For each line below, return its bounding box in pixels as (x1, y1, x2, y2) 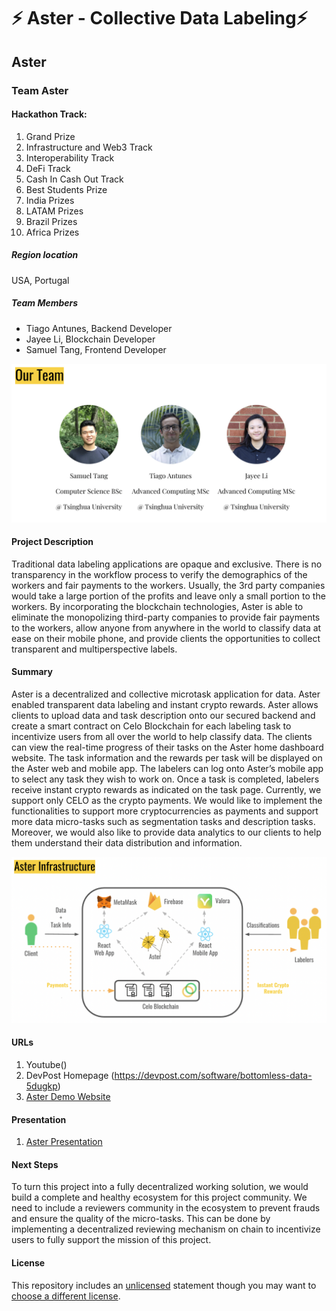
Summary (11, 666, 53, 678)
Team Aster (11, 83, 69, 97)
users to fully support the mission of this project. (11, 1234, 212, 1246)
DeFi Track (25, 162, 71, 174)
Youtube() (25, 1059, 68, 1070)
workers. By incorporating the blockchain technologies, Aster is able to (11, 600, 304, 612)
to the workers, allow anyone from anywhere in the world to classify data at (11, 621, 322, 634)
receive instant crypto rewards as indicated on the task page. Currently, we (11, 784, 322, 796)
